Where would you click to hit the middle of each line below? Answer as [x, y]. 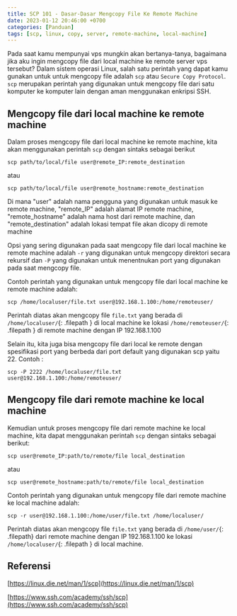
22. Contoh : [25, 359]
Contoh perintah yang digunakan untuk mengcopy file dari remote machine [117, 495]
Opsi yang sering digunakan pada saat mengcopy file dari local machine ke [117, 246]
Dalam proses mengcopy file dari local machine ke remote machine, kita [112, 142]
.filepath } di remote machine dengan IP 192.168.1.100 [84, 331]
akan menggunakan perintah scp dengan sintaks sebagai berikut [101, 149]
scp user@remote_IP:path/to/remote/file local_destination [96, 456]
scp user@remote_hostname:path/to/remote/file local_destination [105, 482]
